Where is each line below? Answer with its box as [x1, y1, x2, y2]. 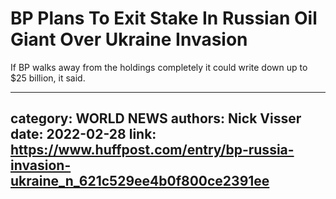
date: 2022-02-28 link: [10, 126, 157, 143]
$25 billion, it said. [10, 72, 86, 84]
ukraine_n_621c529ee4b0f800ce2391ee [10, 173, 270, 190]
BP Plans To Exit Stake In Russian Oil [10, 7, 318, 30]
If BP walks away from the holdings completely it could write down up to [10, 61, 308, 73]
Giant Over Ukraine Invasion [10, 28, 248, 51]
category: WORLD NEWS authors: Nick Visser [10, 110, 302, 127]
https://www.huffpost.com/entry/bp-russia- [10, 142, 295, 159]
